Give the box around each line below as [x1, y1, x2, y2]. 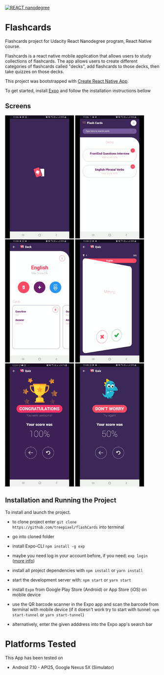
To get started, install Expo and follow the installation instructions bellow [5, 88, 151, 94]
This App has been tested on [5, 655, 64, 661]
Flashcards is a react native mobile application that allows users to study [5, 53, 152, 59]
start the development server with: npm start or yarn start [12, 577, 131, 583]
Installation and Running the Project [5, 496, 117, 505]
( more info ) [12, 558, 35, 564]
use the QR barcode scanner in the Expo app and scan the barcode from [12, 601, 159, 607]
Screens [5, 102, 31, 110]
